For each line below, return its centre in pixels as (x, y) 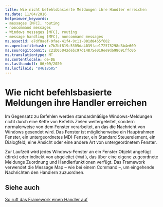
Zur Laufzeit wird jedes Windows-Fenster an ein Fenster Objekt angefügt (78, 151)
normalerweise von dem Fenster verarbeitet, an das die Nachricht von (75, 127)
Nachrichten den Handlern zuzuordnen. (45, 172)
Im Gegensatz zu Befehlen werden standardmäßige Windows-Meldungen (79, 116)
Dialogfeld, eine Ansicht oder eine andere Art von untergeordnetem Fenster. (81, 142)
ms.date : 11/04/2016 (26, 14)
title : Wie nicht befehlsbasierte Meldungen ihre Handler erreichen (76, 9)
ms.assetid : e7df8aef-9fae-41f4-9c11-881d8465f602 (57, 41)
